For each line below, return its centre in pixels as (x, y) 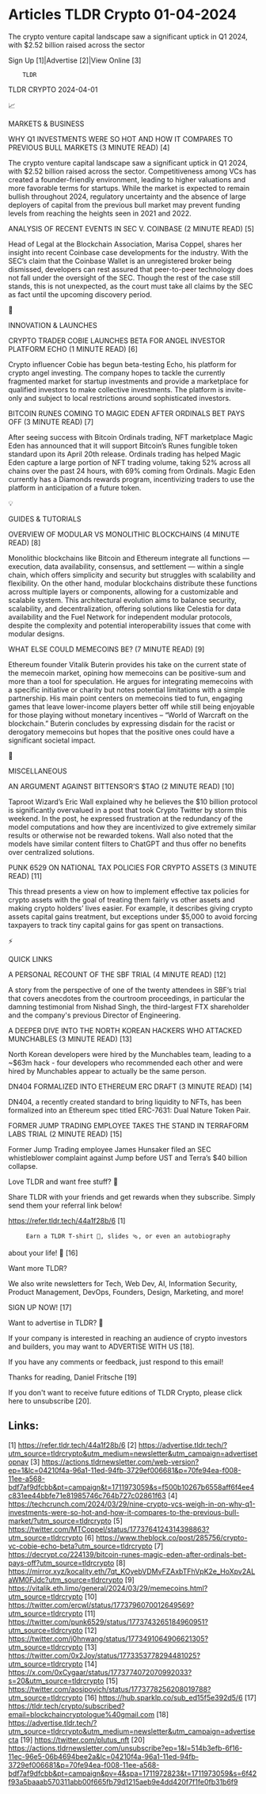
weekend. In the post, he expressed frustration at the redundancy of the (125, 819)
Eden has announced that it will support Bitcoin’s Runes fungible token (123, 445)
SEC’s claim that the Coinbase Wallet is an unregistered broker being (120, 261)
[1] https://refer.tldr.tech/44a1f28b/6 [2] (72, 1445)
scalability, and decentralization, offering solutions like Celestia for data (125, 609)
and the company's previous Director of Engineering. (95, 1015)
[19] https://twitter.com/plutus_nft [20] (82, 1739)
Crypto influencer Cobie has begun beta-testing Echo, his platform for (123, 364)
